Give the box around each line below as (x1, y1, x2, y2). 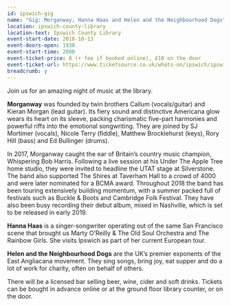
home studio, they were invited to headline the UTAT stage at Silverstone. (7, 164, 215, 173)
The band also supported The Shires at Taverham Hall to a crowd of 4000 (7, 171, 217, 179)
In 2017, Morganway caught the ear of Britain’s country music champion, (7, 149, 212, 158)
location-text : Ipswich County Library (7, 29, 122, 36)
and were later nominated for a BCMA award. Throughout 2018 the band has (7, 179, 223, 187)
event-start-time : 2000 (7, 49, 76, 56)
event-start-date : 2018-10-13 (7, 36, 94, 43)
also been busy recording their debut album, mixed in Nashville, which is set (7, 201, 223, 209)
